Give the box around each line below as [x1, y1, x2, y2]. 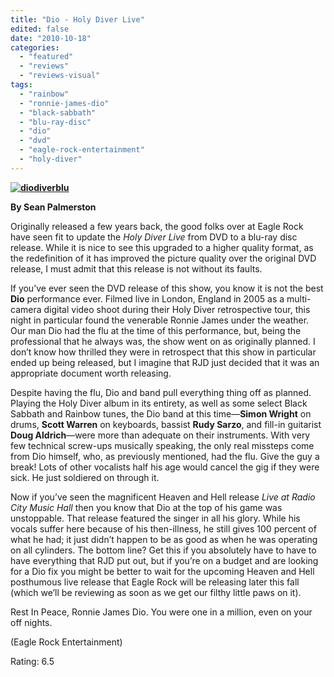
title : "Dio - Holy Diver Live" [10, 14, 145, 25]
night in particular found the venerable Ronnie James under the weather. [10, 314, 310, 326]
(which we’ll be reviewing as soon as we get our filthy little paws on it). [10, 586, 302, 598]
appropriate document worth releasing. [10, 367, 172, 379]
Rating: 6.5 [10, 655, 55, 667]
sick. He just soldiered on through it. [10, 471, 160, 483]
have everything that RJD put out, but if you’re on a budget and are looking [10, 554, 319, 566]
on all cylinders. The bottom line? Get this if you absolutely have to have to [10, 544, 317, 556]
